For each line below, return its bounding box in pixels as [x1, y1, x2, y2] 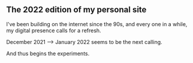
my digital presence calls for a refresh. [6, 27, 101, 34]
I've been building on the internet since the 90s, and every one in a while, [6, 20, 188, 27]
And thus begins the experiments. [6, 50, 90, 57]
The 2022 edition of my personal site [6, 5, 147, 15]
